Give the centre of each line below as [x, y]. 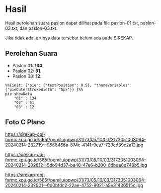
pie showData [19, 94]
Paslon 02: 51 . [27, 71]
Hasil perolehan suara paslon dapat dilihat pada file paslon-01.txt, [72, 23]
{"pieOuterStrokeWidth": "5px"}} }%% [44, 90]
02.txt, [12, 28]
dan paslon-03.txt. [39, 28]
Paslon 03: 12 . [27, 76]
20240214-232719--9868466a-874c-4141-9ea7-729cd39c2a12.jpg [74, 145]
